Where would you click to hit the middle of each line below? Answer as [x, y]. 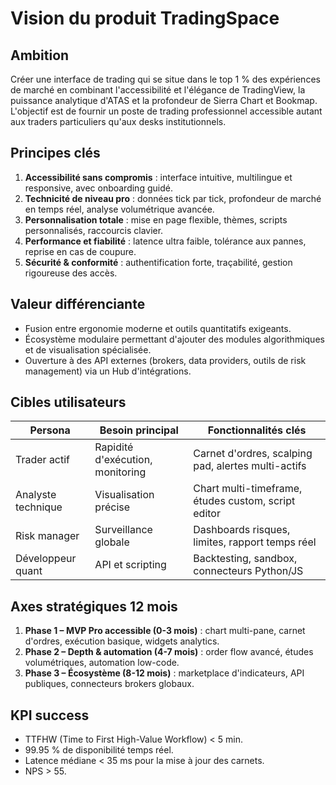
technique [39, 507]
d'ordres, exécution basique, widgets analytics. [122, 641]
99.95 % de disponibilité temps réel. [99, 750]
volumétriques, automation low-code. [102, 663]
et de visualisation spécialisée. [88, 349]
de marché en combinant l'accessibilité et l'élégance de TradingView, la [158, 90]
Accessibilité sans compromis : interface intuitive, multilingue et [158, 177]
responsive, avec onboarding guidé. [98, 188]
